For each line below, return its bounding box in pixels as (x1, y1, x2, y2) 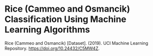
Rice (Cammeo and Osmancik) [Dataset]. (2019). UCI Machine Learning (4, 40, 149, 46)
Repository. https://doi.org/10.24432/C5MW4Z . (4, 45, 100, 51)
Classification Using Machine (4, 14, 127, 25)
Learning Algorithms (4, 24, 90, 35)
